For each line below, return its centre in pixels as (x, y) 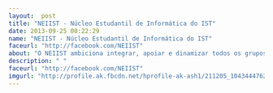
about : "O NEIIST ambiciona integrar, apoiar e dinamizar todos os (125, 53)
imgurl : (22, 76)
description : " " (38, 61)
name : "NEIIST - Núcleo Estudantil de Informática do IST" (110, 38)
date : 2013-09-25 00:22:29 (54, 31)
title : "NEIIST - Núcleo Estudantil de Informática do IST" (113, 23)
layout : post (32, 16)
